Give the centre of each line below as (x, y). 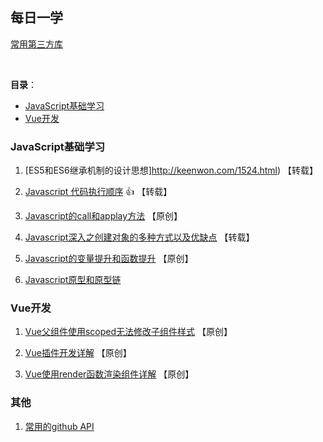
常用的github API (59, 426)
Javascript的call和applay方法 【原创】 (103, 216)
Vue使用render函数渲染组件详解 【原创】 (109, 374)
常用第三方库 (36, 44)
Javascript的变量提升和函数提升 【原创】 (109, 259)
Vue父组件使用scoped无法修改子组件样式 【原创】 (128, 332)
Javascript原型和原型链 (73, 280)
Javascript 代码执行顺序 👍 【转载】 (98, 192)
